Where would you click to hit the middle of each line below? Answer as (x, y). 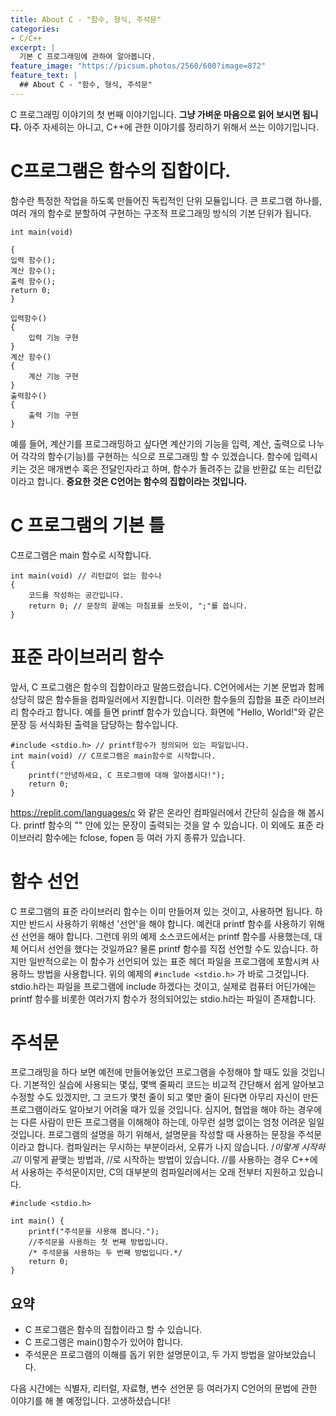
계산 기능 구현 (53, 376)
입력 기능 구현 (53, 337)
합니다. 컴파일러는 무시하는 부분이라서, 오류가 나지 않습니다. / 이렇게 (167, 1147)
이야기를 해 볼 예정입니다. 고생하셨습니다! (90, 1401)
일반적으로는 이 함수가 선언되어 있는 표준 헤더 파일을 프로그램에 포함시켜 (169, 961)
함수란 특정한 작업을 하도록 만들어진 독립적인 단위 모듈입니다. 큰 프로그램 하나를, (166, 200)
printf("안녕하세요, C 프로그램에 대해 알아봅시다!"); (127, 775)
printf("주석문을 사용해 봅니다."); (94, 1232)
